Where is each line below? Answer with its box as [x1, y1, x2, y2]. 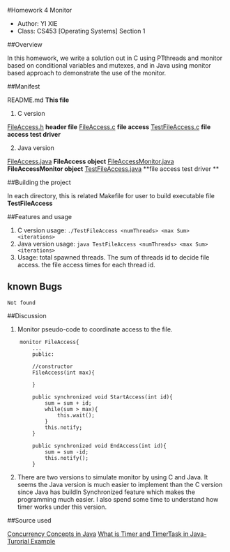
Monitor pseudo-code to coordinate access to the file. [17, 325, 173, 334]
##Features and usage [7, 213, 72, 221]
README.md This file [7, 96, 70, 104]
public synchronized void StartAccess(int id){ [32, 394, 173, 401]
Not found [7, 299, 36, 306]
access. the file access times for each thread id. [17, 261, 155, 269]
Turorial [7, 537, 29, 545]
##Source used [7, 516, 52, 524]
